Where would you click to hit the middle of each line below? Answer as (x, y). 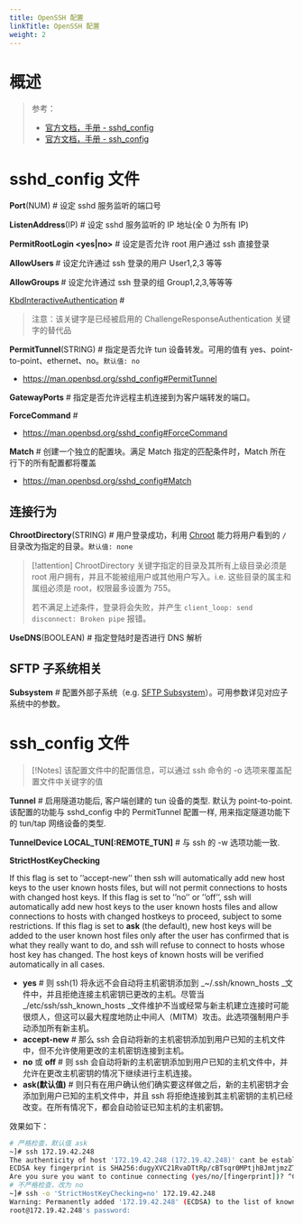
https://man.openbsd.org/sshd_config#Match (107, 481)
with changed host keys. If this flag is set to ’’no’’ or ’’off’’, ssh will (130, 897)
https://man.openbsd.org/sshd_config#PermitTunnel (120, 379)
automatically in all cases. (57, 964)
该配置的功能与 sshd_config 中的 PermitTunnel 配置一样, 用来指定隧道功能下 (150, 811)
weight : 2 (28, 34)
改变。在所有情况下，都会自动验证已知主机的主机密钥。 (125, 1107)
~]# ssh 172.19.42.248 (52, 1152)
